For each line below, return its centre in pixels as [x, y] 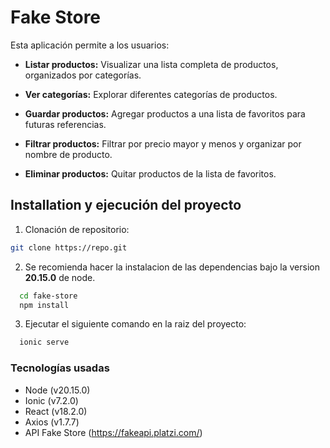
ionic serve [44, 342]
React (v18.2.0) [56, 411]
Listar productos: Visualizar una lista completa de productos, [151, 64]
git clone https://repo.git [69, 247]
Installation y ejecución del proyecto [126, 205]
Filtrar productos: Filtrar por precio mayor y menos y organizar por [163, 143]
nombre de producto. [68, 154]
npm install [44, 305]
